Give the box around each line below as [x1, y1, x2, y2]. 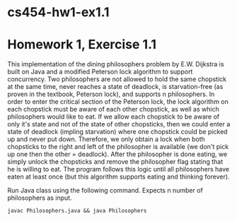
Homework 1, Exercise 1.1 [7, 37, 157, 53]
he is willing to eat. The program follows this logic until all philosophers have [7, 165, 230, 174]
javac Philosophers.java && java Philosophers [7, 208, 147, 215]
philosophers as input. [7, 193, 72, 202]
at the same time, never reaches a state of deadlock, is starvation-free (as [7, 83, 224, 91]
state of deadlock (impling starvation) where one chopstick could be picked [7, 128, 228, 136]
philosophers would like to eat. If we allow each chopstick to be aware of [7, 112, 220, 121]
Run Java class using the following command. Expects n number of [7, 186, 203, 195]
